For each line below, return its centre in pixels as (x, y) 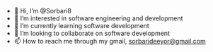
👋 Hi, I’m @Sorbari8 (43, 11)
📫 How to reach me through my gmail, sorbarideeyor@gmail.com (110, 41)
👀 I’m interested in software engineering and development (98, 18)
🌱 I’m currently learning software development (82, 26)
